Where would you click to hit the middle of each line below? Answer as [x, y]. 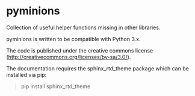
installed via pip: [26, 75]
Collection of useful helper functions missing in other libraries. [83, 27]
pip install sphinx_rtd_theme [56, 86]
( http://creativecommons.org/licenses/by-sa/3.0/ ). [69, 57]
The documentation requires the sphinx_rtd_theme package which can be [98, 68]
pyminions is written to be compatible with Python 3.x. [73, 39]
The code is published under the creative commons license [80, 50]
